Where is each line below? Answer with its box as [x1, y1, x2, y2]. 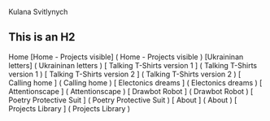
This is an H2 [8, 30, 76, 44]
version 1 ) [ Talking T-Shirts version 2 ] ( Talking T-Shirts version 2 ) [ [8, 69, 242, 79]
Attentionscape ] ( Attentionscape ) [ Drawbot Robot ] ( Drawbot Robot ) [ [8, 86, 254, 96]
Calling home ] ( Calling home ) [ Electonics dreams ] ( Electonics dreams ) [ [8, 77, 263, 88]
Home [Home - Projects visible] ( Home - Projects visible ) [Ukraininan [8, 52, 244, 62]
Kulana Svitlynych [8, 7, 68, 16]
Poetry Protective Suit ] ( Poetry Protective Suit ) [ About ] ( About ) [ [8, 95, 237, 105]
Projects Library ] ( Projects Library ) [8, 103, 131, 113]
